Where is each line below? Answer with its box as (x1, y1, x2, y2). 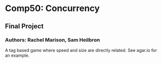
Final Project (5, 22, 44, 30)
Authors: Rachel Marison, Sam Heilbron (5, 37, 100, 43)
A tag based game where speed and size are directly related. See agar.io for (5, 47, 157, 53)
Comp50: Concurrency (5, 3, 100, 14)
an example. (5, 52, 30, 58)
